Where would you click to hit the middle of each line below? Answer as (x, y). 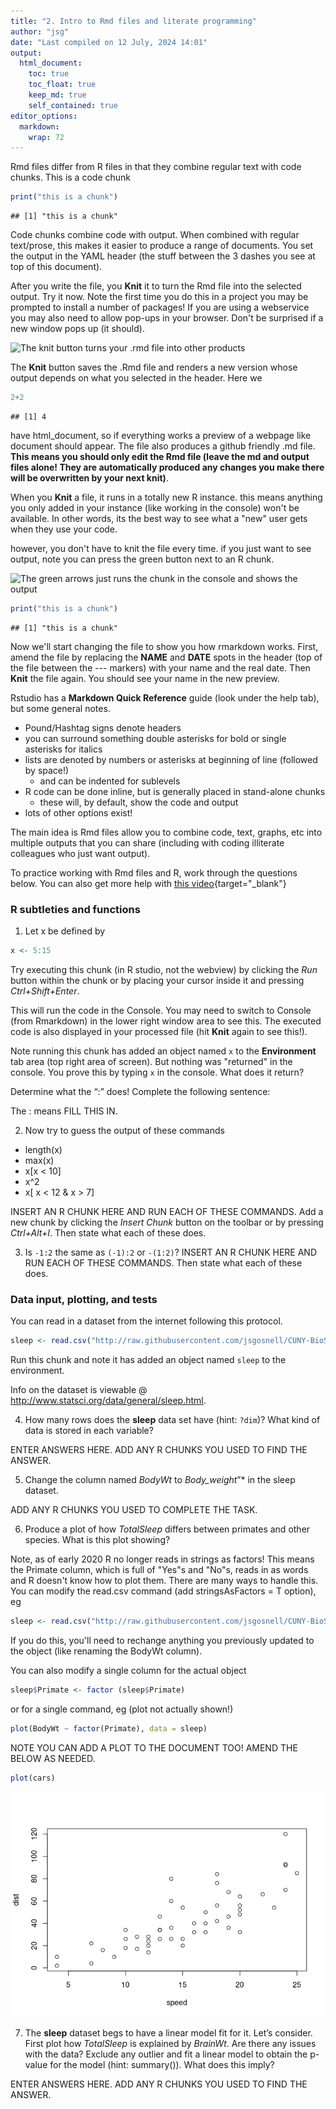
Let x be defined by (65, 931)
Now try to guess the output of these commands (124, 1131)
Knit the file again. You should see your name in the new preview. (145, 678)
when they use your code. (64, 529)
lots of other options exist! (78, 812)
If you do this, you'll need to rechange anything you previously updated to (162, 1641)
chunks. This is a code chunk (70, 177)
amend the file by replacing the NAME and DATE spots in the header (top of (166, 657)
